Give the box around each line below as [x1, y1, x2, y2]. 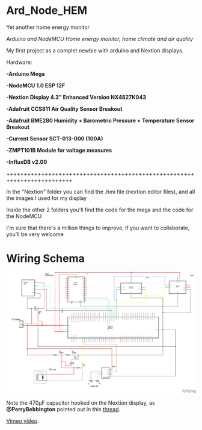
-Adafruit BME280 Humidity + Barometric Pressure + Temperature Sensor [6, 117, 195, 124]
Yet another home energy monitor [6, 23, 90, 31]
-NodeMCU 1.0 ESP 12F [6, 82, 66, 89]
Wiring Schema [6, 252, 85, 266]
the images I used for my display [6, 194, 87, 202]
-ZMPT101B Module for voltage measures [6, 146, 112, 154]
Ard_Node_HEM [6, 4, 88, 17]
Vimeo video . [6, 417, 39, 425]
